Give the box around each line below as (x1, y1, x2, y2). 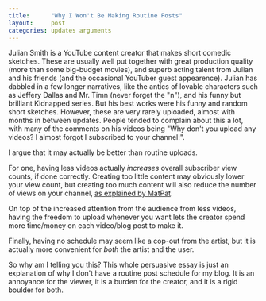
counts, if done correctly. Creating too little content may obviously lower (8, 172, 245, 181)
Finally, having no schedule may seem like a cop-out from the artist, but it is (8, 236, 256, 246)
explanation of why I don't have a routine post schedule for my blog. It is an (8, 268, 255, 278)
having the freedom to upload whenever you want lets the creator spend (8, 212, 245, 222)
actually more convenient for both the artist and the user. (8, 245, 195, 254)
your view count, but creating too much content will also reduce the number (8, 180, 256, 190)
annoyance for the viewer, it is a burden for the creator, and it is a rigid (8, 277, 238, 287)
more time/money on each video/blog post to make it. (8, 221, 184, 230)
